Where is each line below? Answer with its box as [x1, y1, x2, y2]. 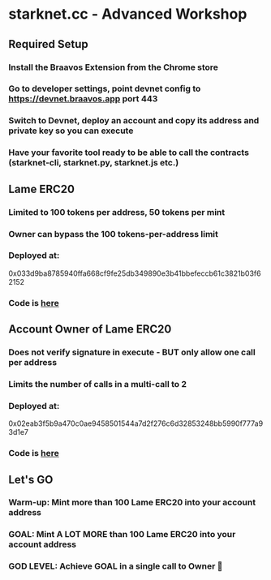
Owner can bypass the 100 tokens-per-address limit [8, 228, 219, 239]
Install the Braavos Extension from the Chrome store [8, 62, 219, 73]
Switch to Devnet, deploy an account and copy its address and [8, 115, 260, 127]
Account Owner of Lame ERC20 [8, 322, 172, 337]
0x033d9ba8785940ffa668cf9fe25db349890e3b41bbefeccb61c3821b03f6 [8, 269, 261, 278]
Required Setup [8, 37, 89, 51]
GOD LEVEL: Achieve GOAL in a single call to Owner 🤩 [8, 561, 223, 572]
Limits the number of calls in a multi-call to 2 [8, 378, 187, 389]
